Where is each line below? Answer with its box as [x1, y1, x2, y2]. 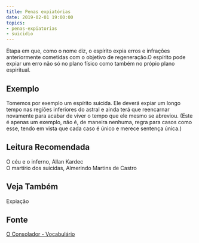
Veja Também [6, 182, 59, 192]
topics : [6, 20, 26, 26]
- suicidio [6, 31, 33, 37]
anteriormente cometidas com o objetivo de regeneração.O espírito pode [6, 54, 186, 61]
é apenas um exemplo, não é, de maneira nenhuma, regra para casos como [6, 118, 192, 125]
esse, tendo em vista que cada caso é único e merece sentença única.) [6, 125, 182, 132]
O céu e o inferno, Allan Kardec [6, 158, 84, 165]
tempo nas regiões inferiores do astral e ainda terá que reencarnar [6, 106, 170, 113]
